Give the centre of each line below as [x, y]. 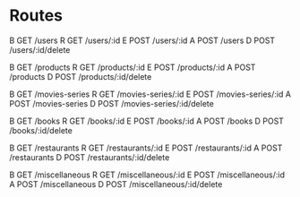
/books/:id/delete [41, 130]
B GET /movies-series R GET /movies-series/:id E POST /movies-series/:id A [150, 94]
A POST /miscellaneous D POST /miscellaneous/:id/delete [116, 184]
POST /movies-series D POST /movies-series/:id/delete [112, 103]
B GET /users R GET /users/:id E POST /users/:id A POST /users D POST [142, 40]
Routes [36, 16]
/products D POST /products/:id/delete [81, 76]
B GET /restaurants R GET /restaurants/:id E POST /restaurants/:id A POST [146, 148]
